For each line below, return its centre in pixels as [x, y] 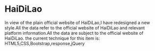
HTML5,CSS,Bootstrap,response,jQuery [45, 43]
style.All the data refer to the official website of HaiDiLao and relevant [75, 27]
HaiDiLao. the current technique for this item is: [52, 38]
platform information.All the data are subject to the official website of [74, 33]
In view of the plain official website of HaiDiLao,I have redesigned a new [77, 23]
